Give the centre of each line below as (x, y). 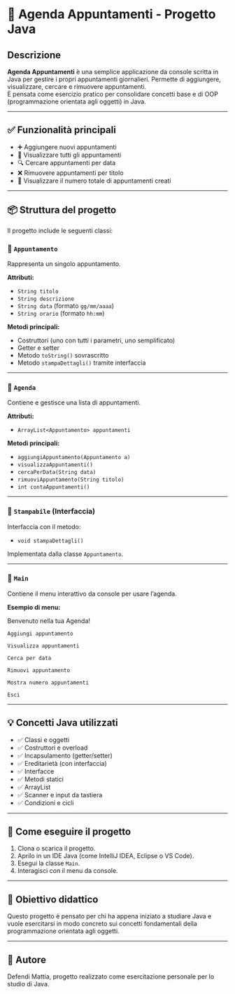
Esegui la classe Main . (49, 863)
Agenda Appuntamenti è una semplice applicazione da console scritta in (113, 72)
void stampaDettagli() (50, 541)
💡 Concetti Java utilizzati (63, 723)
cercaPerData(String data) (57, 472)
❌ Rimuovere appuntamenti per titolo (70, 173)
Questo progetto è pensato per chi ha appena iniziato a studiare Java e (109, 916)
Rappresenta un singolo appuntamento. (64, 264)
